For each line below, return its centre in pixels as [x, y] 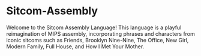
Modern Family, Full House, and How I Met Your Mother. [75, 46]
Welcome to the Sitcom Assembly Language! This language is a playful [94, 27]
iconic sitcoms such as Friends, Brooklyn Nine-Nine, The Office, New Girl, [97, 40]
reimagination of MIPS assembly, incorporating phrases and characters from [100, 33]
